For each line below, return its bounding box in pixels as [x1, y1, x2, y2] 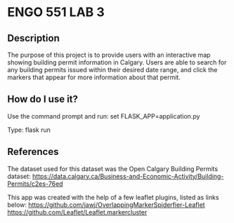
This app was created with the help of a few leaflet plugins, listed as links [7, 193, 219, 201]
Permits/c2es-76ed [7, 180, 63, 188]
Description [7, 32, 60, 44]
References [7, 146, 59, 158]
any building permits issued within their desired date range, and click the [7, 66, 218, 74]
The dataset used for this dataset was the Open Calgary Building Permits [7, 164, 219, 173]
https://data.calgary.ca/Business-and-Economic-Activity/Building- [32, 172, 224, 180]
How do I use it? [7, 93, 79, 105]
